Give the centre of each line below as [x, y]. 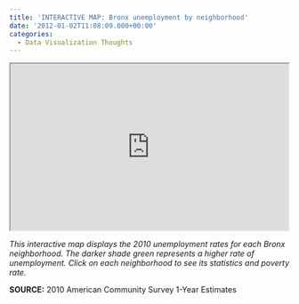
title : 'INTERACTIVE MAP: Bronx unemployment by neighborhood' [129, 17]
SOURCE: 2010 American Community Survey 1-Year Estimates [123, 290]
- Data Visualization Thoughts [75, 42]
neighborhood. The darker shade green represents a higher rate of [132, 253]
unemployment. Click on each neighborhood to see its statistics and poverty [149, 263]
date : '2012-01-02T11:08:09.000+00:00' [83, 26]
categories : [31, 34]
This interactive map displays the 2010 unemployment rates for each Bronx [147, 244]
